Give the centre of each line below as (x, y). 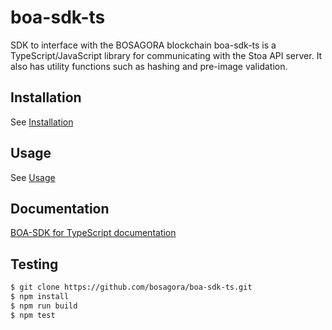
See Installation (42, 122)
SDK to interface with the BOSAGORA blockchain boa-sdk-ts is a (143, 45)
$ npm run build (44, 306)
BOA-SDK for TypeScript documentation (93, 233)
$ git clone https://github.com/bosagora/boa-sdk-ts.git (131, 287)
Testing (34, 264)
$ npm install (40, 297)
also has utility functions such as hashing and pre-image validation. (149, 66)
